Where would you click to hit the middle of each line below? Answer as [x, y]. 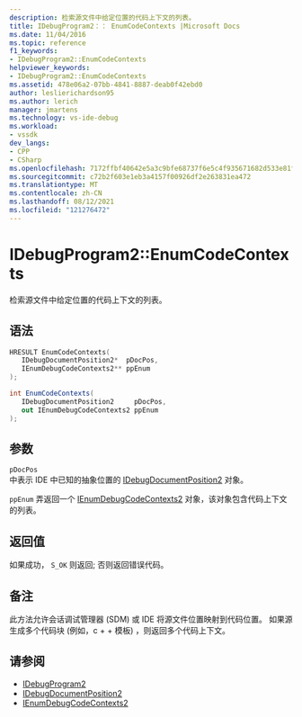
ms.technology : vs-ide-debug [64, 118]
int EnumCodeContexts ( [52, 393]
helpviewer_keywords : [50, 68]
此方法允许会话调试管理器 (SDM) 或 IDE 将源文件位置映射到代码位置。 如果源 [151, 619]
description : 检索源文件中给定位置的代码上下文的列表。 [102, 18]
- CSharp [26, 160]
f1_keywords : [34, 51]
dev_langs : [30, 143]
